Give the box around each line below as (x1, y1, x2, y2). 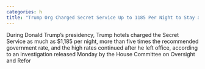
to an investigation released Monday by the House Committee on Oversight (6, 50, 195, 57)
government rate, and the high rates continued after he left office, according (6, 44, 198, 51)
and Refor (6, 57, 32, 64)
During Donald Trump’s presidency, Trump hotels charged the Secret (6, 31, 179, 38)
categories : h (6, 8, 43, 15)
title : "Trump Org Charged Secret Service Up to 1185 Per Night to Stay (6, 15, 195, 21)
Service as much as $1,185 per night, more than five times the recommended (6, 38, 199, 45)
